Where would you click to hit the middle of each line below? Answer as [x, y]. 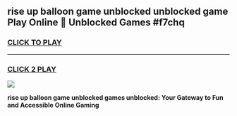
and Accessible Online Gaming [53, 105]
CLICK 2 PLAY [32, 69]
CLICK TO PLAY [35, 43]
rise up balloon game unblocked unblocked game [118, 12]
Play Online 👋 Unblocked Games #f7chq [96, 23]
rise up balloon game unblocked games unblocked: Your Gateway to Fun [115, 97]
